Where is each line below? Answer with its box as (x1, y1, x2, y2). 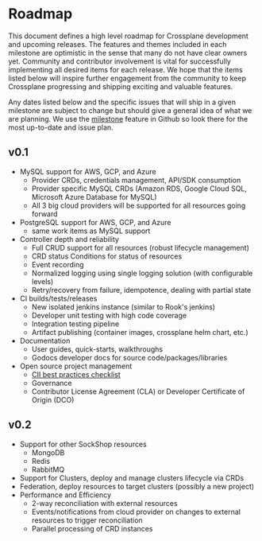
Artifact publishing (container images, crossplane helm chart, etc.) (31, 327, 249, 337)
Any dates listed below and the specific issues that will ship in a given (8, 97, 237, 107)
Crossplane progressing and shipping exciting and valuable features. (8, 81, 233, 91)
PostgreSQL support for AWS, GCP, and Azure (19, 217, 171, 227)
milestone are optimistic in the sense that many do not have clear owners (8, 48, 248, 57)
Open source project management (19, 361, 133, 371)
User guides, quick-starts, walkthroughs (31, 344, 164, 354)
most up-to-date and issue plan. (8, 123, 114, 132)
